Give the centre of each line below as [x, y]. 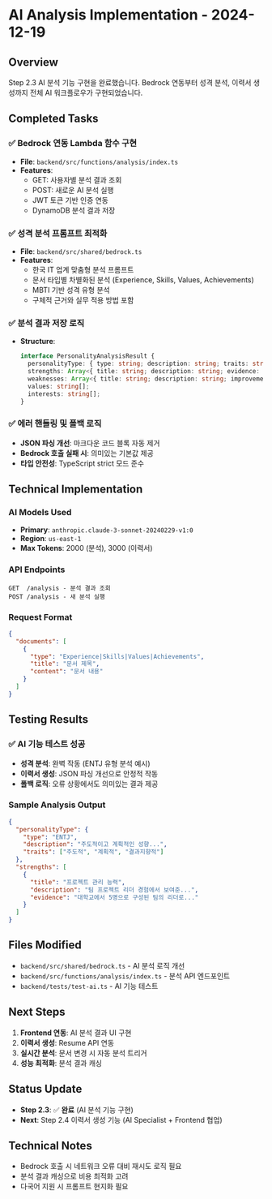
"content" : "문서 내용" [66, 672]
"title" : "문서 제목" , [64, 664]
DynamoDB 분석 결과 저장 [74, 210]
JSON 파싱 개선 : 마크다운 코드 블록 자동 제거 [90, 443]
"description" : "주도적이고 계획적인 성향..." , [95, 844]
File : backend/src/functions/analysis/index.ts [99, 161]
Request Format [40, 617]
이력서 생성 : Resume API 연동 [67, 1042]
